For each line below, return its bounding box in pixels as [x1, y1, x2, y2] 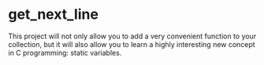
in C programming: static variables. [8, 48, 122, 57]
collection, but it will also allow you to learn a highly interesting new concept [8, 39, 255, 49]
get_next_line [8, 5, 99, 23]
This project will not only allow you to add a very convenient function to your [8, 31, 257, 41]
